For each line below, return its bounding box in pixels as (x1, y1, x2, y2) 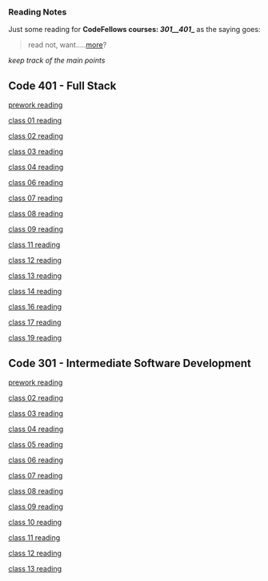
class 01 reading (8, 115, 62, 126)
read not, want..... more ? (27, 40, 107, 50)
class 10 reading (8, 517, 62, 527)
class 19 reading (8, 333, 62, 343)
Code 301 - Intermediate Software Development (8, 356, 252, 370)
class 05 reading (8, 439, 64, 449)
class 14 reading (8, 287, 62, 297)
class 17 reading (8, 317, 62, 327)
